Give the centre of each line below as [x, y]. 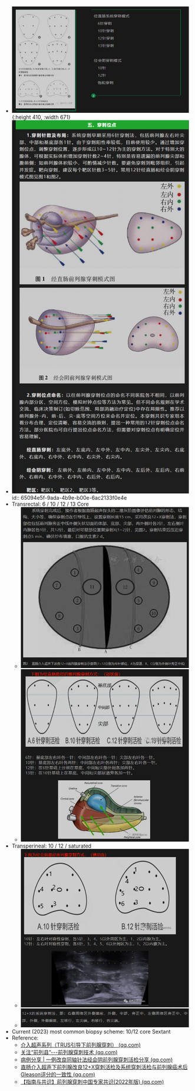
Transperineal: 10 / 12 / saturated [52, 846]
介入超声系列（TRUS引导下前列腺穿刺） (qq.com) [81, 1045]
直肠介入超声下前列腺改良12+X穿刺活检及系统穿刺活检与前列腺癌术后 [104, 1067]
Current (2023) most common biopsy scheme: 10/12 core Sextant [91, 1032]
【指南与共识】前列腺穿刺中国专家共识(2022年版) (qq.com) [92, 1082]
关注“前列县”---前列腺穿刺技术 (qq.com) [69, 1053]
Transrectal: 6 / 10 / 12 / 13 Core [50, 504]
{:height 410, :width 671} [41, 117]
